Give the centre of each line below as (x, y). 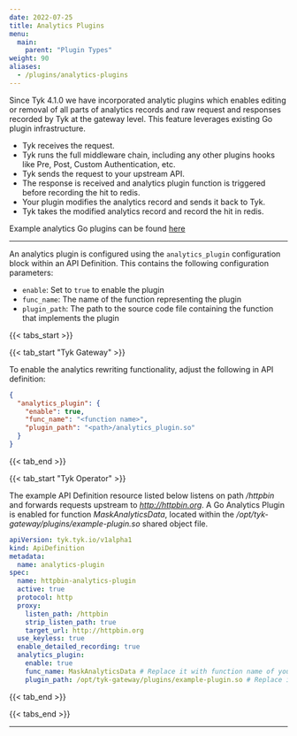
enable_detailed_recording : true (79, 647)
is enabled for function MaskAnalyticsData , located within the (122, 514)
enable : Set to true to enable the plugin (93, 289)
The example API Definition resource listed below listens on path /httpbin (142, 495)
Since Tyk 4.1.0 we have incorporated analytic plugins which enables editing (148, 100)
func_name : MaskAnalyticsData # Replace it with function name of (150, 671)
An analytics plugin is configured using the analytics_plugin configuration (145, 254)
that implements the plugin (70, 318)
